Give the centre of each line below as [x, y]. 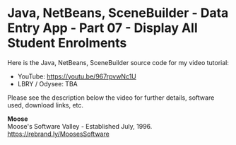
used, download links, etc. [45, 105]
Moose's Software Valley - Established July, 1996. [80, 126]
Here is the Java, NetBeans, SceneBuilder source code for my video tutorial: [118, 62]
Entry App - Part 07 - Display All [102, 28]
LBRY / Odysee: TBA [47, 83]
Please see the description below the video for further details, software [111, 98]
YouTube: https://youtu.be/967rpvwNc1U [77, 76]
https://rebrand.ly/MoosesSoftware [58, 134]
